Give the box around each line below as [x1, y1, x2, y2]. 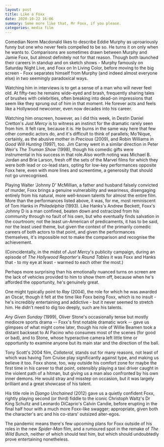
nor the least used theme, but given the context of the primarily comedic [5, 224, 151, 230]
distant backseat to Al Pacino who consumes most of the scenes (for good [5, 330, 156, 336]
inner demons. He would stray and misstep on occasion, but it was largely [5, 376, 154, 382]
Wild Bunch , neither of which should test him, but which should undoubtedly [5, 431, 159, 437]
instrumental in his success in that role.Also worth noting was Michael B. [5, 152, 151, 158]
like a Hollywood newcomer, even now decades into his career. [5, 106, 132, 112]
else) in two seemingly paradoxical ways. [5, 76, 88, 81]
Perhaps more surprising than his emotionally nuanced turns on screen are [5, 269, 156, 275]
